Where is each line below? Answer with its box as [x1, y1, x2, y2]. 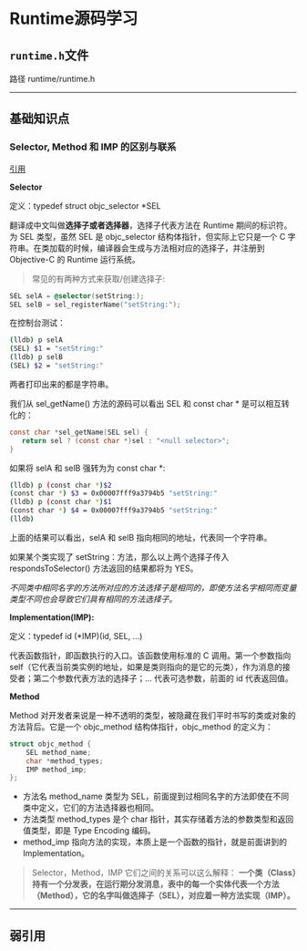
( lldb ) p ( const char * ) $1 [9, 498, 112, 507]
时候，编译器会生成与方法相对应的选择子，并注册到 [72, 243, 265, 253]
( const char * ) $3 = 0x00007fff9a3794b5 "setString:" [9, 489, 219, 498]
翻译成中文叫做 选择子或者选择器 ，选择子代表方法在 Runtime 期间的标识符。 [9, 220, 292, 231]
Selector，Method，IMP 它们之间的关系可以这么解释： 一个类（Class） [31, 867, 297, 878]
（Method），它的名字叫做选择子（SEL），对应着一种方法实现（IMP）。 [31, 890, 296, 901]
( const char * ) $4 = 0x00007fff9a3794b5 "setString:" [9, 506, 219, 515]
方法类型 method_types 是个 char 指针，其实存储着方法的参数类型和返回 [22, 813, 294, 825]
